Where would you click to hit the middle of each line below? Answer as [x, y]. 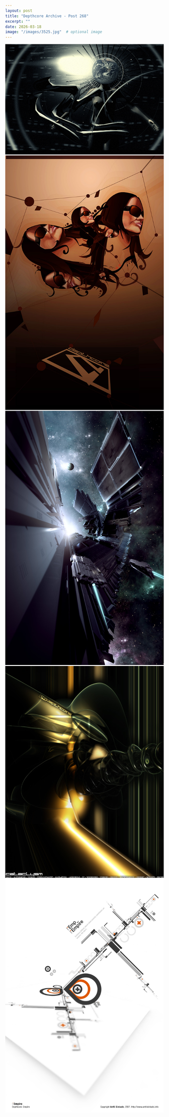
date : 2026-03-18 [23, 27]
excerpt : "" [18, 21]
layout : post [19, 11]
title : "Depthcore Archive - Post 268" [47, 16]
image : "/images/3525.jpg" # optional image [54, 32]
